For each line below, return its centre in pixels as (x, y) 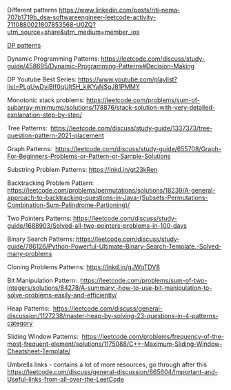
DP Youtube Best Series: (42, 79)
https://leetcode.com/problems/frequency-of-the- (153, 337)
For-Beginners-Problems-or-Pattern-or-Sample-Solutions (89, 156)
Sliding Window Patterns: (43, 337)
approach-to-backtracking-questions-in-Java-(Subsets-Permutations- (108, 197)
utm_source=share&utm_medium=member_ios (73, 32)
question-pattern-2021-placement (56, 135)
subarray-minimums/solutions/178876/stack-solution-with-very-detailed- (111, 107)
